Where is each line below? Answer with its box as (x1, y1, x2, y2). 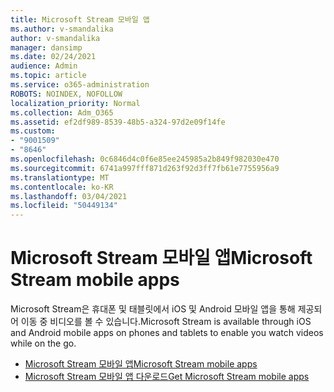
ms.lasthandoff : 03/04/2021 (10, 191, 128, 201)
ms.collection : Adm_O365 (10, 107, 114, 118)
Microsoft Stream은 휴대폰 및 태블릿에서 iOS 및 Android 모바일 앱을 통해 (10, 303, 296, 315)
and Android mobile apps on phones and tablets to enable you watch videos (10, 327, 324, 339)
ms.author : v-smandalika (10, 24, 114, 34)
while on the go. (10, 337, 77, 350)
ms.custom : (10, 126, 56, 136)
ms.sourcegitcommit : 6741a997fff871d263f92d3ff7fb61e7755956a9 (10, 163, 280, 173)
